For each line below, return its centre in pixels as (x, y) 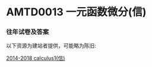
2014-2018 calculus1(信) (36, 58)
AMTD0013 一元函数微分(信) (76, 12)
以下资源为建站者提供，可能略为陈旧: (51, 46)
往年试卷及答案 (28, 32)
